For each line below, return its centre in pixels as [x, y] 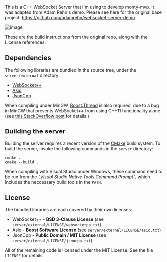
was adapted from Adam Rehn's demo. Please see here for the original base [83, 12]
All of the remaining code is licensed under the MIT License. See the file [79, 250]
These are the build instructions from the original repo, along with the [76, 37]
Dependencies [28, 58]
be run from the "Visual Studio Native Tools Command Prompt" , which [78, 177]
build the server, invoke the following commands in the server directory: [79, 148]
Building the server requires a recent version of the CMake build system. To [83, 143]
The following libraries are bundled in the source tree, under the [71, 70]
